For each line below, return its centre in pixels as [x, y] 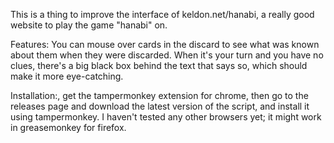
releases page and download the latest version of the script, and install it [160, 106]
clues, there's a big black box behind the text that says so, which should [159, 65]
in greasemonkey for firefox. [68, 127]
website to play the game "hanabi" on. [89, 25]
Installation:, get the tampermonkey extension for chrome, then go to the [159, 95]
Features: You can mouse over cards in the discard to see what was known [165, 44]
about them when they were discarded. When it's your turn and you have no [167, 55]
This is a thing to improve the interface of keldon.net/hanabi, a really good [162, 14]
